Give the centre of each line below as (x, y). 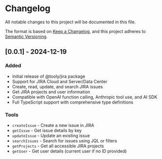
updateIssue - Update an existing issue (51, 135)
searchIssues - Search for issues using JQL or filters (65, 141)
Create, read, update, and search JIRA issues (57, 87)
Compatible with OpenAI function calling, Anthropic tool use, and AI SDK (85, 97)
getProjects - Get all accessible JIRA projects (58, 146)
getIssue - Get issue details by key (47, 130)
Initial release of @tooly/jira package (49, 76)
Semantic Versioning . (26, 36)
